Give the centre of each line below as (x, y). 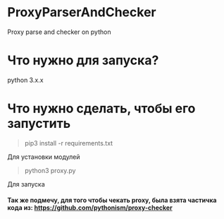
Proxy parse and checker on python (59, 32)
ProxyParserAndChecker (82, 12)
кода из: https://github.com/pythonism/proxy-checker (90, 208)
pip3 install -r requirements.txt (69, 143)
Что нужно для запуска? (83, 60)
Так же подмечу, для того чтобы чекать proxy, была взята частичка (112, 200)
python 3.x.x (25, 80)
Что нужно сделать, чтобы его (101, 108)
